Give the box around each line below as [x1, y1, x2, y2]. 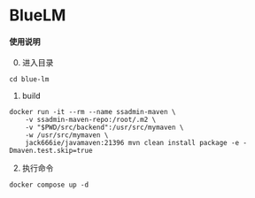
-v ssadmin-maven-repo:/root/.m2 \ [25, 116, 157, 125]
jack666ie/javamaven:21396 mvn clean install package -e [25, 139, 240, 148]
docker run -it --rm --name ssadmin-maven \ [9, 108, 176, 117]
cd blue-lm [9, 75, 50, 84]
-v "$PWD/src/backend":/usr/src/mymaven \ [25, 123, 184, 133]
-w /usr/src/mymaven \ [25, 131, 109, 140]
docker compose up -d [9, 180, 89, 190]
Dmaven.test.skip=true [9, 147, 93, 156]
